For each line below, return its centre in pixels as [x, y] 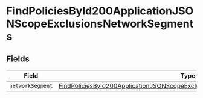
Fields [18, 59]
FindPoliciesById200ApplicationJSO [100, 11]
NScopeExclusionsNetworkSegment [100, 24]
